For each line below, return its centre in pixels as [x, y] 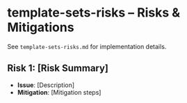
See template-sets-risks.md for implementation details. [87, 46]
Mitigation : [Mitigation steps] [59, 92]
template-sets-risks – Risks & [94, 13]
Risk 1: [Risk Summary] [58, 68]
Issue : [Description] [46, 85]
